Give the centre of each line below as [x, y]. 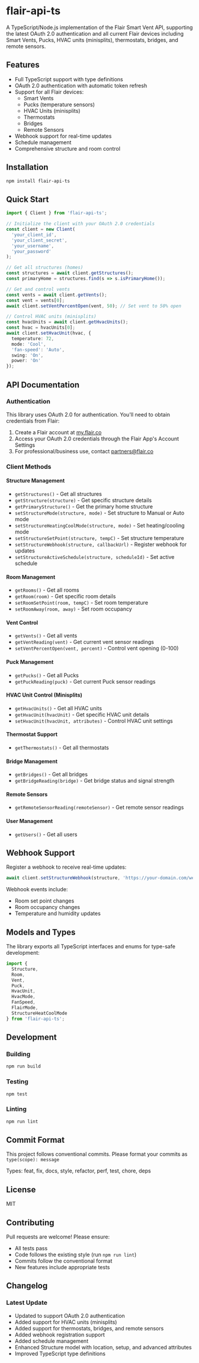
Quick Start [28, 199]
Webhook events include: [37, 889]
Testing [17, 1082]
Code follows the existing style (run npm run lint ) [76, 1255]
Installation [27, 167]
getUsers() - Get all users [46, 834]
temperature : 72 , [33, 339]
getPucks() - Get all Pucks [46, 675]
